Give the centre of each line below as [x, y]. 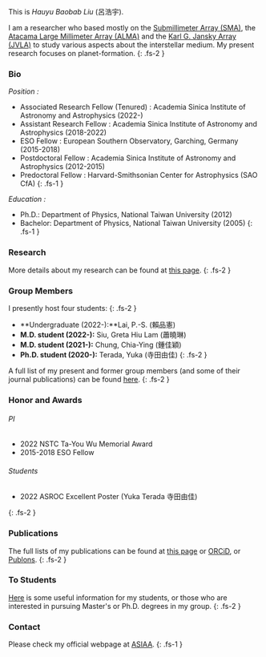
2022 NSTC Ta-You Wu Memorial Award [86, 444]
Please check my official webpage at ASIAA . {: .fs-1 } [95, 644]
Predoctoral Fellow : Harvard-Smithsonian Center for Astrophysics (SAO [139, 175]
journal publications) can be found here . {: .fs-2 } [89, 379]
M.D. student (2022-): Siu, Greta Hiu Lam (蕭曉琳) [103, 334]
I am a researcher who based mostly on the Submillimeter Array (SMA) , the [132, 28]
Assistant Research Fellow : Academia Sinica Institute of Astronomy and [139, 124]
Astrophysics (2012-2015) [62, 167]
